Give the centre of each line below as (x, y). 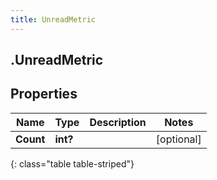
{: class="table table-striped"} (72, 163)
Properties (44, 94)
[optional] (178, 139)
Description (118, 122)
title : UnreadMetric (53, 19)
